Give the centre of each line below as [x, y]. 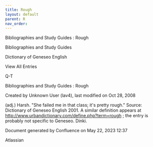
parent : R [15, 19]
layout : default [22, 14]
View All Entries [21, 67]
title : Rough [19, 10]
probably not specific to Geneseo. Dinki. [46, 121]
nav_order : [16, 24]
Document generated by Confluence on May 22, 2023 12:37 [66, 131]
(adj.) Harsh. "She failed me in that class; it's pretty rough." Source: [74, 105]
